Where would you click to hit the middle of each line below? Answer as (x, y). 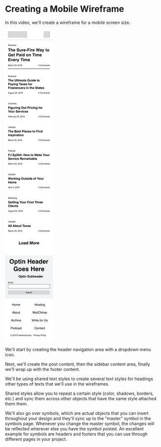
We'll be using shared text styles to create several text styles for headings (79, 379)
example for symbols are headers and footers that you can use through (76, 434)
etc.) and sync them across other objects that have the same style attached (81, 398)
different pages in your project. (36, 439)
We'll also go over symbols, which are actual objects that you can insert (77, 413)
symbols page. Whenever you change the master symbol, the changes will (80, 424)
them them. (17, 404)
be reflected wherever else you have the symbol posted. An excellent (74, 428)
